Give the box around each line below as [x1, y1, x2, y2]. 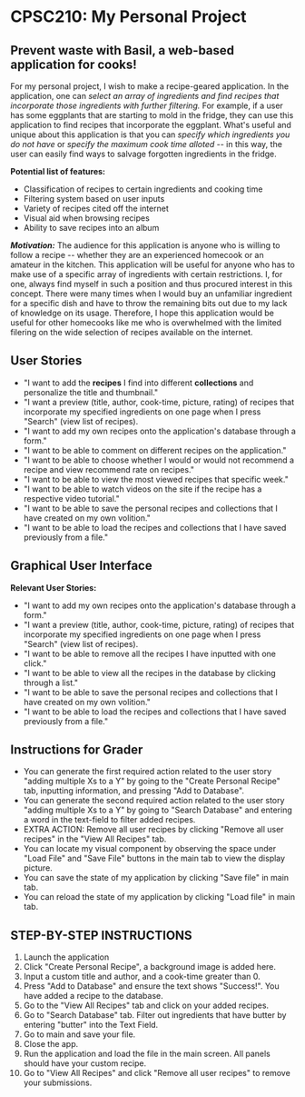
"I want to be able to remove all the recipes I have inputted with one [23, 648, 276, 659]
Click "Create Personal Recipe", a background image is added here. [23, 962, 276, 972]
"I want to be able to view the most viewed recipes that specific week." [23, 474, 289, 484]
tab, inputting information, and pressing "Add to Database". [23, 785, 244, 796]
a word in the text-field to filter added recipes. [23, 814, 196, 825]
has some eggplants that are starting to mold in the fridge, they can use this [10, 110, 294, 120]
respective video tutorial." [23, 493, 121, 504]
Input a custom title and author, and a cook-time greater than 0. [23, 971, 261, 982]
